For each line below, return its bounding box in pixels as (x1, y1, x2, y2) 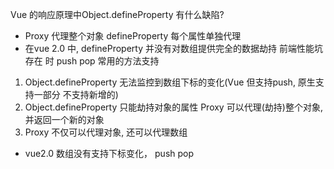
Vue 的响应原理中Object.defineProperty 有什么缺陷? (10, 9, 225, 20)
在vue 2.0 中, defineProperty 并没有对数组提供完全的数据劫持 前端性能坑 (24, 43, 323, 54)
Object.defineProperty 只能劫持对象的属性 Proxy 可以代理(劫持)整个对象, (24, 101, 323, 113)
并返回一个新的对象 (24, 114, 105, 125)
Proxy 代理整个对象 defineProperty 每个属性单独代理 (24, 30, 242, 42)
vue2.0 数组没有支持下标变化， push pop (24, 148, 195, 159)
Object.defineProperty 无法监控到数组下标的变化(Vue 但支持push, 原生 (24, 76, 316, 88)
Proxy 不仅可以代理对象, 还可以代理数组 (24, 126, 188, 138)
